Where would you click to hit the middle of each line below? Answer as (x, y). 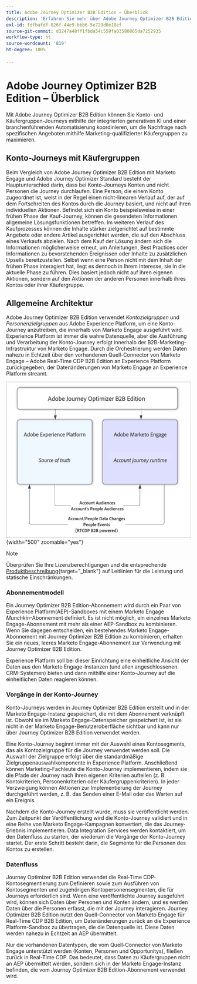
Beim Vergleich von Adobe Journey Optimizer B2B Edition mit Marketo (91, 172)
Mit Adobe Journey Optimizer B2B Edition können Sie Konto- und (85, 114)
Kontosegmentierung (31, 883)
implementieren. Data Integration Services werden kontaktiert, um (107, 830)
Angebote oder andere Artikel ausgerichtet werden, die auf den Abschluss (96, 235)
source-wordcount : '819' (36, 44)
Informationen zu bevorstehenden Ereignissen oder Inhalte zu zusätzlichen (97, 254)
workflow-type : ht (28, 37)
